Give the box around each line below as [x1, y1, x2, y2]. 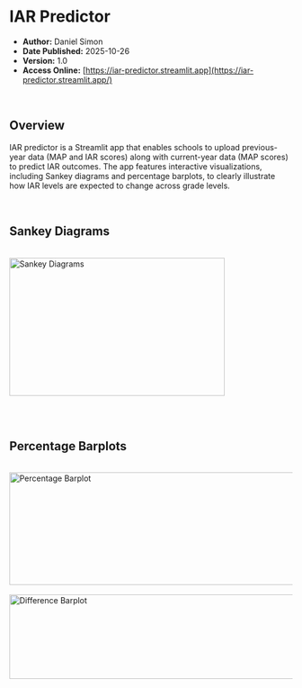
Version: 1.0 [22, 55, 68, 66]
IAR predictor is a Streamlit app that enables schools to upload [9, 141, 241, 152]
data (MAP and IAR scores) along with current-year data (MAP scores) [27, 151, 289, 162]
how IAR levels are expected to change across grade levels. [9, 180, 231, 191]
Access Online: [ [22, 65, 86, 76]
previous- [242, 141, 279, 152]
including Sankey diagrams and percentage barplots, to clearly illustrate [9, 170, 276, 181]
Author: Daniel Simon [22, 36, 103, 47]
